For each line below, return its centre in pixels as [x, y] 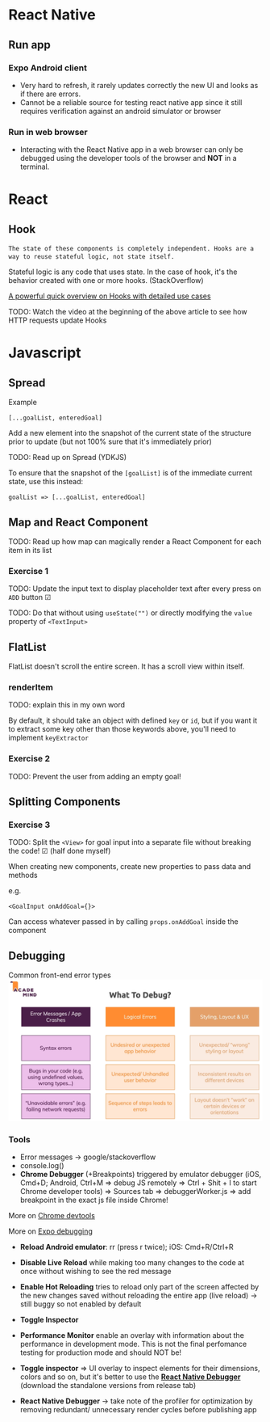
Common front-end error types [60, 975]
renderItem [31, 687]
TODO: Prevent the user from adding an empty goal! [95, 776]
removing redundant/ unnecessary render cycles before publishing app [138, 1410]
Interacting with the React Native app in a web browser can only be [131, 150]
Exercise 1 [29, 571]
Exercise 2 [29, 759]
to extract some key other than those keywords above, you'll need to [122, 729]
